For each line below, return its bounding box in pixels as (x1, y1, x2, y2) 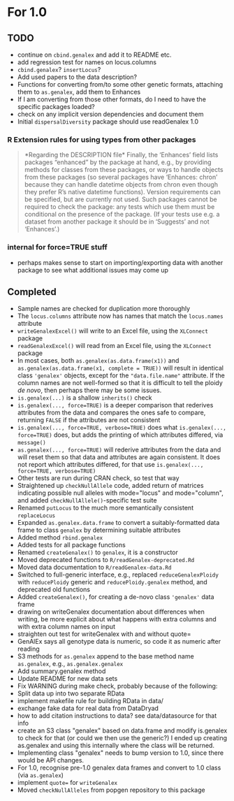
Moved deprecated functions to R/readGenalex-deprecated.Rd (17, 556, 195, 564)
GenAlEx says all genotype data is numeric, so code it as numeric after (17, 637, 221, 646)
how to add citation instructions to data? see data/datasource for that (17, 712, 217, 720)
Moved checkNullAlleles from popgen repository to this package (17, 786, 205, 794)
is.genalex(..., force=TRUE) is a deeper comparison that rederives (17, 401, 214, 410)
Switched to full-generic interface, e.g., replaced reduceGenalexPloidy (17, 570, 219, 579)
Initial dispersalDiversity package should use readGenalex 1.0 (17, 117, 199, 126)
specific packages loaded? (17, 103, 96, 110)
